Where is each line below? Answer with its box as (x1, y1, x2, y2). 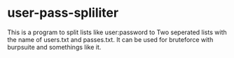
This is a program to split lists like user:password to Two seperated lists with (7, 28, 227, 36)
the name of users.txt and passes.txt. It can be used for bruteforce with (7, 35, 214, 43)
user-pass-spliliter (7, 5, 119, 21)
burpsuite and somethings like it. (7, 43, 102, 51)
